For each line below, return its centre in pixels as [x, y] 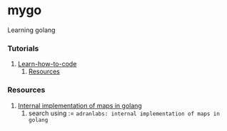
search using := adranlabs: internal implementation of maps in [124, 113]
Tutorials [23, 48]
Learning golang [31, 30]
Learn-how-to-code [47, 64]
